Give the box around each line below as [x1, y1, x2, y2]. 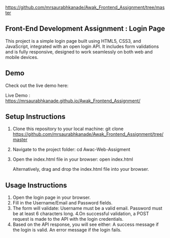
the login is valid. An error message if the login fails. [12, 227, 122, 233]
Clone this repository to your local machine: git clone [12, 126, 124, 132]
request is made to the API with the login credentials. [12, 216, 124, 222]
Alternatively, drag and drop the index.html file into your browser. [12, 166, 149, 172]
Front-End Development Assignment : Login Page [5, 24, 165, 33]
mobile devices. [5, 54, 39, 60]
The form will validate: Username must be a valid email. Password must [12, 205, 163, 212]
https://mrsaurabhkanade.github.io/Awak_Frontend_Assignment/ [5, 98, 141, 104]
